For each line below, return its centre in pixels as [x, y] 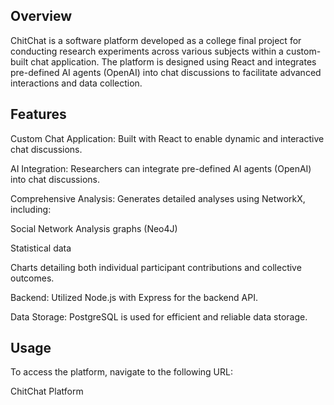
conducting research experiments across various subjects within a [147, 51]
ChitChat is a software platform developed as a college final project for [156, 40]
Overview [41, 16]
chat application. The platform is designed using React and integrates [173, 61]
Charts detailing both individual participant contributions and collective [156, 267]
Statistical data [41, 248]
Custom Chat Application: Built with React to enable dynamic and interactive [167, 138]
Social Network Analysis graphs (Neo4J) [94, 228]
